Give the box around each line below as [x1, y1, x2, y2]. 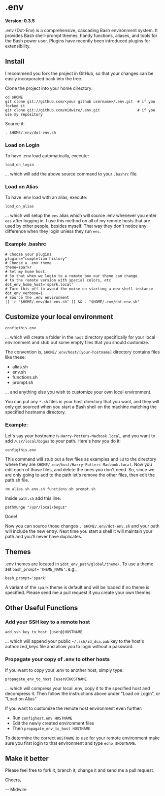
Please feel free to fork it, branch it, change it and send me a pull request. [5, 767, 154, 773]
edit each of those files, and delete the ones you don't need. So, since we [5, 466, 155, 472]
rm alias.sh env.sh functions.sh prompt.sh [5, 486, 96, 491]
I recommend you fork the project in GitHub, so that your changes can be [5, 70, 154, 76]
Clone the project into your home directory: [5, 85, 93, 91]
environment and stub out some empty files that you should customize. [5, 340, 149, 346]
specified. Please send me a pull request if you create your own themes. [5, 589, 152, 595]
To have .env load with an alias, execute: [5, 194, 88, 201]
